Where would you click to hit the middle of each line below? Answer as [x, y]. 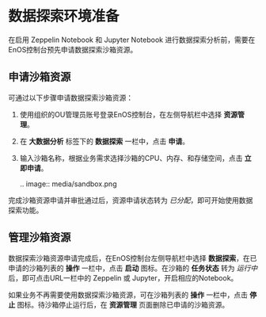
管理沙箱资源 [40, 237]
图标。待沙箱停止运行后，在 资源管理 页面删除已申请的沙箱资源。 [123, 304]
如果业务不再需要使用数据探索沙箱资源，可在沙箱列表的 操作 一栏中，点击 [128, 295]
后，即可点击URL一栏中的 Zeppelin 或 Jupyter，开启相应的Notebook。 [123, 277]
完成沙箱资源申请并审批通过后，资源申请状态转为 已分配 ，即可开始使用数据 [131, 200]
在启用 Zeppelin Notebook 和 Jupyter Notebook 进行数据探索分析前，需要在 [132, 40]
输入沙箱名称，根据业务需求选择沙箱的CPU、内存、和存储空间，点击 [131, 158]
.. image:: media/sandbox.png [68, 184]
